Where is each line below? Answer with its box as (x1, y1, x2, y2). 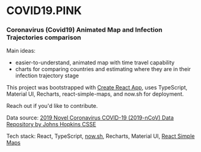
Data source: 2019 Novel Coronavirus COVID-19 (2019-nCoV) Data (6, 114, 174, 121)
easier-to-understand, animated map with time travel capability (15, 59, 175, 66)
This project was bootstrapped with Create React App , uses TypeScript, (6, 84, 188, 91)
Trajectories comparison (6, 33, 82, 42)
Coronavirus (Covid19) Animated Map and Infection (6, 26, 163, 34)
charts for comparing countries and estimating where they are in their (15, 66, 191, 73)
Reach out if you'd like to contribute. (6, 102, 98, 110)
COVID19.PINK (6, 4, 82, 18)
